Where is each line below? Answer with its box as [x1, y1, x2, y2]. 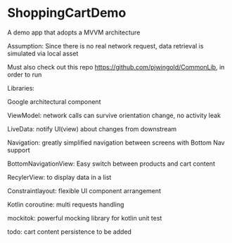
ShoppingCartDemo [7, 5, 127, 21]
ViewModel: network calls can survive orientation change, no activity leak [7, 111, 221, 119]
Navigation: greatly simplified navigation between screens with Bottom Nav [7, 138, 225, 147]
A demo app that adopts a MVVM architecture [7, 28, 141, 37]
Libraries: [7, 84, 35, 92]
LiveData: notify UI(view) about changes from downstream [7, 124, 177, 133]
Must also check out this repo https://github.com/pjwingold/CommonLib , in [7, 63, 225, 71]
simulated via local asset [7, 49, 79, 58]
